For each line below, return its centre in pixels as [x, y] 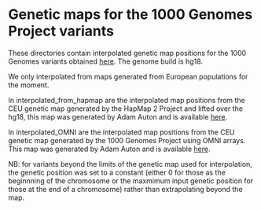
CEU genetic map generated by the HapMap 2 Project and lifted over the [126, 109]
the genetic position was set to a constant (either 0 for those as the [117, 172]
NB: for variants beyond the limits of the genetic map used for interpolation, [130, 164]
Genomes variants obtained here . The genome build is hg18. [105, 61]
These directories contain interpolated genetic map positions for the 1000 [127, 53]
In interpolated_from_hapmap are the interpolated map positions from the [127, 100]
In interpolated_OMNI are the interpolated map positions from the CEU [121, 132]
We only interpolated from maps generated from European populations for [128, 76]
